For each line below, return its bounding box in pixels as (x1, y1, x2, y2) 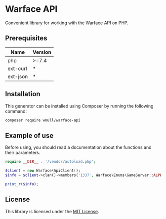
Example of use (5, 131, 54, 140)
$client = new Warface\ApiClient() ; (5, 168, 81, 173)
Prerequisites (5, 34, 47, 42)
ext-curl (7, 65, 27, 72)
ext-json (7, 73, 28, 80)
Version (33, 48, 52, 55)
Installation (5, 90, 41, 98)
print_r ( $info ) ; (5, 182, 39, 186)
